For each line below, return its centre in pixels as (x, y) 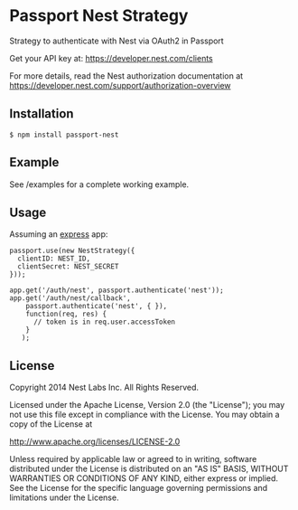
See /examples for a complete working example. (99, 184)
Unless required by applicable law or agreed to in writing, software (133, 459)
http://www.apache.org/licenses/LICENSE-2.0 (95, 442)
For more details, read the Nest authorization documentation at (126, 76)
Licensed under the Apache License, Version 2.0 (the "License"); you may (147, 405)
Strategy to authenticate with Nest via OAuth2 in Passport (116, 41)
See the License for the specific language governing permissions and (139, 488)
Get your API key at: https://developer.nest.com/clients (112, 58)
